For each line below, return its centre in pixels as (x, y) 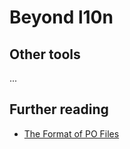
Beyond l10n (61, 17)
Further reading (59, 109)
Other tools (45, 54)
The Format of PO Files (71, 133)
